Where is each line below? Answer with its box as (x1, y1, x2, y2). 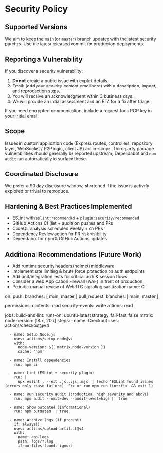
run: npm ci (14, 362, 38, 367)
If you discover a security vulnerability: (5, 68, 83, 74)
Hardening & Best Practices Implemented (5, 202, 132, 211)
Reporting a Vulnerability (5, 55, 83, 64)
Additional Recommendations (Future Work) (5, 250, 142, 259)
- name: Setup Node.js (9, 332, 55, 337)
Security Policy (5, 3, 68, 15)
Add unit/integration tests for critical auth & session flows (12, 274, 127, 280)
